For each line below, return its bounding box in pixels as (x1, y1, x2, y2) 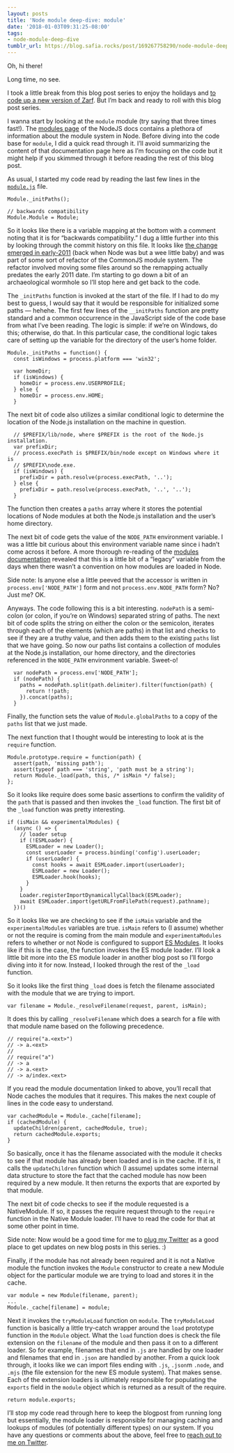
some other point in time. (7, 1222, 79, 1230)
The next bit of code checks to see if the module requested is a (7, 1199, 189, 1208)
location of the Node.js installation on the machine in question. (7, 418, 187, 426)
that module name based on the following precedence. (7, 1022, 164, 1030)
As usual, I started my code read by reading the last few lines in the (7, 175, 201, 183)
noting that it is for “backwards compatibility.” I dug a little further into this (7, 234, 219, 242)
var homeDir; (13, 368, 52, 375)
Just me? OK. (7, 591, 46, 599)
